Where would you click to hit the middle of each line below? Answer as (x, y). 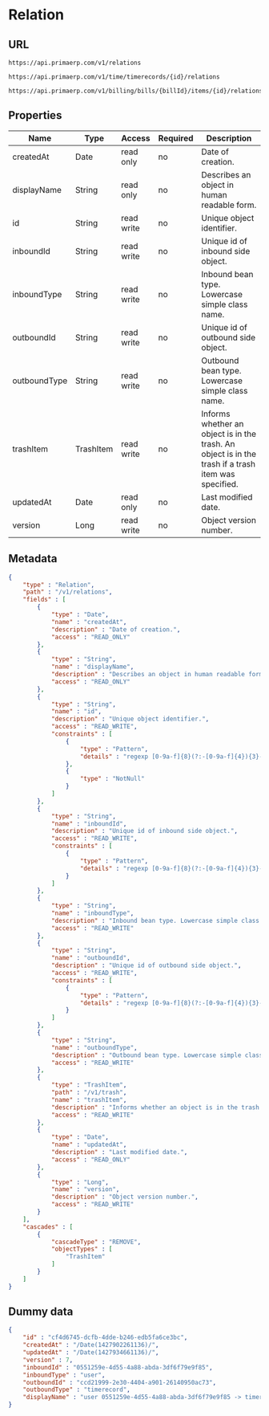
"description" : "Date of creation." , (116, 629)
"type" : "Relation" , (58, 585)
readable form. (229, 205)
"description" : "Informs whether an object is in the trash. (157, 1107)
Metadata (33, 559)
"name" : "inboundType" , (92, 913)
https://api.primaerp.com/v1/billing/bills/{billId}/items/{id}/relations (136, 91)
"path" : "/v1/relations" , (68, 592)
